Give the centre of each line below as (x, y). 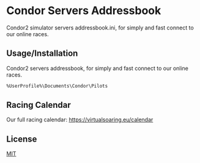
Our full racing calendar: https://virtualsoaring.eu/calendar (80, 119)
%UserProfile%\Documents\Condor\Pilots (57, 86)
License (22, 139)
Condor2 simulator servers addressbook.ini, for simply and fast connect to (100, 28)
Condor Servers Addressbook (84, 11)
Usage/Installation (42, 54)
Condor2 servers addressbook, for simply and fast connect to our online (97, 68)
